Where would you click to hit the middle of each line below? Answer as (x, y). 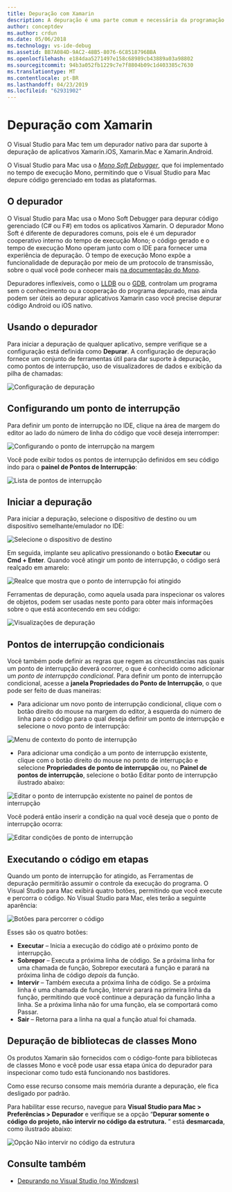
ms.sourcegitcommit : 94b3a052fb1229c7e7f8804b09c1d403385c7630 (100, 65)
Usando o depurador (53, 327)
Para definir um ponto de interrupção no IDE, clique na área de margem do (114, 425)
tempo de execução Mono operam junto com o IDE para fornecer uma (107, 247)
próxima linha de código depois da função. (78, 975)
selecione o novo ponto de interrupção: (73, 726)
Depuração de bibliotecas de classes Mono (102, 1041)
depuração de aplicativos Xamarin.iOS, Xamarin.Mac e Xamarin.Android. (110, 152)
